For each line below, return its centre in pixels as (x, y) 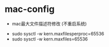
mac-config (30, 9)
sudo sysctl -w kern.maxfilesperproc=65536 (58, 33)
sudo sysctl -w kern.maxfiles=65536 (50, 39)
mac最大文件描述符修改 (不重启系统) (49, 23)
